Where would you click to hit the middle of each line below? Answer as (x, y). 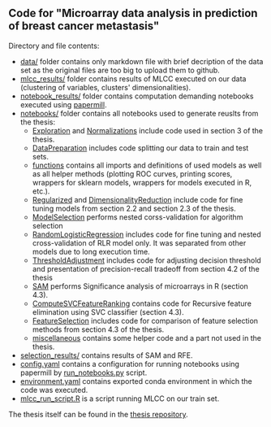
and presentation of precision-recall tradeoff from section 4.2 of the (146, 268)
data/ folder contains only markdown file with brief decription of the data (142, 61)
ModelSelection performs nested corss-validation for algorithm (138, 217)
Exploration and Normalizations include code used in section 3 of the (148, 130)
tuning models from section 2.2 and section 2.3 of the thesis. (134, 208)
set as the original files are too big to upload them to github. (120, 70)
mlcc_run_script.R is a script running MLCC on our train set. (120, 399)
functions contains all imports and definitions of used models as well (147, 165)
